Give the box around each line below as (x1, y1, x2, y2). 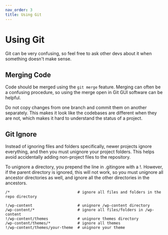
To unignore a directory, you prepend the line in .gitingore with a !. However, (5, 164, 163, 170)
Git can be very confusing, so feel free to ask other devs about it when (5, 51, 152, 57)
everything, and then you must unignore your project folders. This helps (5, 149, 155, 155)
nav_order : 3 (5, 7, 33, 13)
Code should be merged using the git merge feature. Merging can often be (5, 84, 161, 90)
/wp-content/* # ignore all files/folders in (5, 208, 143, 213)
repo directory (5, 194, 37, 200)
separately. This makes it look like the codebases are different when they (5, 110, 157, 116)
